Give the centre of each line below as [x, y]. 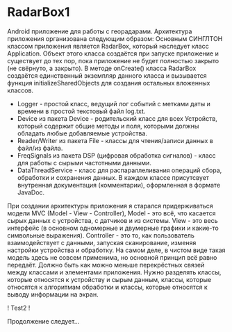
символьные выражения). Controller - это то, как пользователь [101, 235]
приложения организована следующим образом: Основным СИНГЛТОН [115, 38]
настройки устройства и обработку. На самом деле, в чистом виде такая [116, 250]
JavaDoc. [31, 192]
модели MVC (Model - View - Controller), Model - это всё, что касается [111, 213]
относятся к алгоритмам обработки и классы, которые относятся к [108, 287]
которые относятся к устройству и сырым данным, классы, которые [109, 279]
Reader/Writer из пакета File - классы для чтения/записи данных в [115, 140]
